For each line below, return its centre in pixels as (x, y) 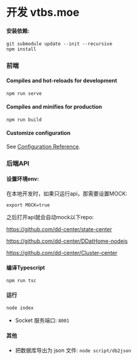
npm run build (24, 120)
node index (20, 308)
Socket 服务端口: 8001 (42, 321)
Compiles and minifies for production (54, 107)
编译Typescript (26, 267)
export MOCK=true (28, 205)
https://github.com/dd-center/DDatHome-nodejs (67, 241)
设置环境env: (23, 179)
